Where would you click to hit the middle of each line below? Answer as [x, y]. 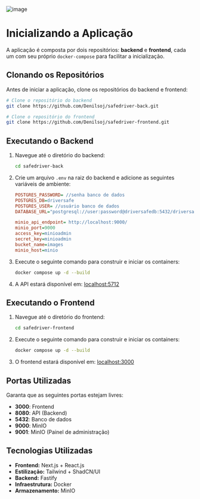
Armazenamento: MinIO [45, 491]
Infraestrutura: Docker [43, 484]
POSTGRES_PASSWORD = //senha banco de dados [70, 195]
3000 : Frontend [35, 406]
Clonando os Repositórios [55, 75]
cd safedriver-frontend [44, 328]
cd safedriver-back [39, 166]
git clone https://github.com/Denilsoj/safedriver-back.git [83, 106]
